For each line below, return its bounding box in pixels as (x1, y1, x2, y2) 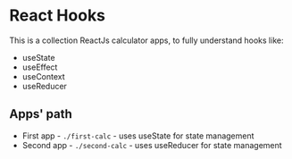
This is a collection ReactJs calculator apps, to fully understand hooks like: (9, 35, 284, 46)
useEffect (21, 62, 58, 72)
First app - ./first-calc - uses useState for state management (21, 130, 254, 141)
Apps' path (9, 106, 73, 121)
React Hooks (9, 5, 105, 26)
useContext (21, 71, 65, 81)
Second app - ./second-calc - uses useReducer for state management (21, 139, 283, 150)
